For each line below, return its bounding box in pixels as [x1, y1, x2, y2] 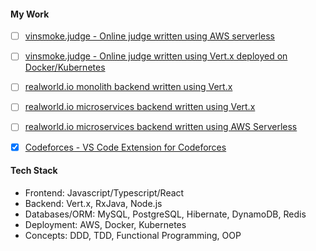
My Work [10, 8, 50, 20]
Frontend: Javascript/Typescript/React [24, 186, 185, 199]
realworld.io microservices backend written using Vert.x [24, 101, 256, 113]
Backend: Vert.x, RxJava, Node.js [24, 197, 163, 209]
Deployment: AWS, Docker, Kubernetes [24, 218, 187, 230]
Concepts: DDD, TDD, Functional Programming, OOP [24, 229, 242, 241]
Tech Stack [10, 165, 58, 177]
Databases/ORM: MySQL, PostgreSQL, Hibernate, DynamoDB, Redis [24, 208, 307, 220]
